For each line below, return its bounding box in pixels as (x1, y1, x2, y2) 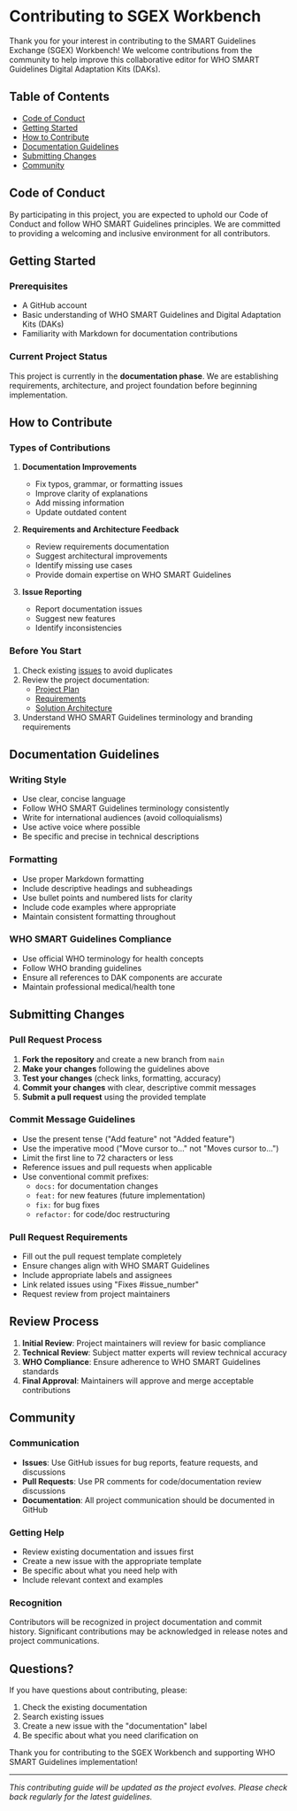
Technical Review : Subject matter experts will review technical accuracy (21, 1347, 287, 1358)
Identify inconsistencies (34, 622, 122, 634)
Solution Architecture (34, 702, 113, 713)
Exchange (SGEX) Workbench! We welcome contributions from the (9, 44, 253, 55)
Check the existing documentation (21, 1702, 148, 1712)
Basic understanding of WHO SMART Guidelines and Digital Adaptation (21, 310, 281, 320)
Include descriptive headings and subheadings (21, 882, 193, 893)
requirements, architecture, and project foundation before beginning (9, 380, 258, 390)
